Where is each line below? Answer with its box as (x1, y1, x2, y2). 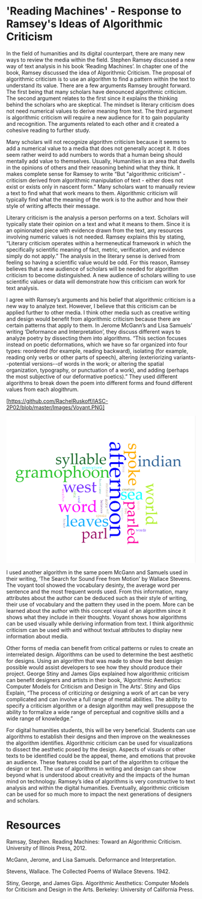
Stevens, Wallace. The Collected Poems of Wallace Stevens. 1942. (6, 868, 170, 875)
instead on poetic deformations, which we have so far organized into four (6, 340, 188, 348)
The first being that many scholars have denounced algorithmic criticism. (6, 88, 188, 95)
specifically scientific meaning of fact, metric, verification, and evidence (6, 246, 185, 253)
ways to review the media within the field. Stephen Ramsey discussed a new (6, 56, 195, 63)
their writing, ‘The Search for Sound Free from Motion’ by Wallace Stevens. (6, 575, 192, 583)
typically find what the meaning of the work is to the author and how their (6, 196, 188, 203)
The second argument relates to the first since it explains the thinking (6, 95, 178, 102)
